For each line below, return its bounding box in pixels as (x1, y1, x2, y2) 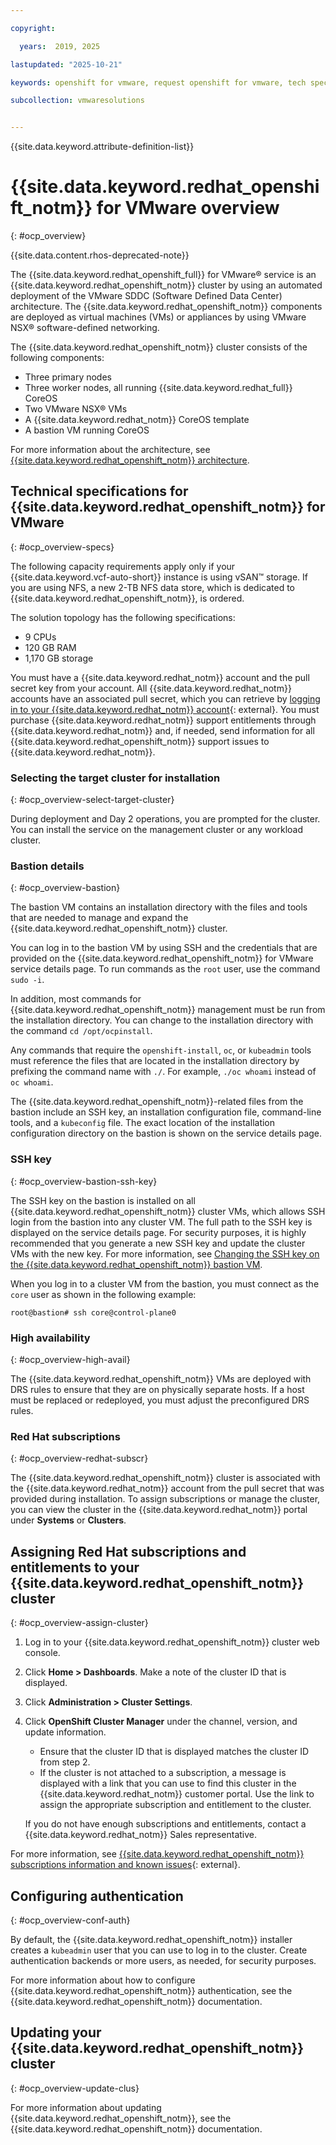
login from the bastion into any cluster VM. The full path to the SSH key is (10, 1216, 313, 1228)
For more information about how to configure (10, 1974, 196, 1986)
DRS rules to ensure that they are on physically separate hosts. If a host (10, 1384, 305, 1396)
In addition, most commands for (10, 993, 142, 1005)
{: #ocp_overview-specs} (10, 541, 115, 553)
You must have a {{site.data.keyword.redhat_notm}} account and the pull (10, 671, 310, 683)
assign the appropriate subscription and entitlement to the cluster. (39, 1799, 312, 1811)
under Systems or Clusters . (10, 1514, 127, 1526)
